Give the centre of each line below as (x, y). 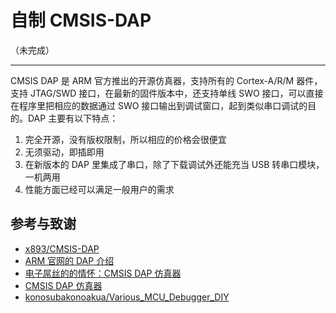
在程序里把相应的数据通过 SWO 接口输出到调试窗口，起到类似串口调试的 (159, 105)
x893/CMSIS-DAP (62, 248)
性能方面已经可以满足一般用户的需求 (99, 189)
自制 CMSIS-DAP (81, 20)
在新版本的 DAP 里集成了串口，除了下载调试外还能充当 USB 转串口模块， (174, 164)
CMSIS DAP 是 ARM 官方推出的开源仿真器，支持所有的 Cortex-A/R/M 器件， (166, 80)
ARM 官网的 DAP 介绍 (69, 260)
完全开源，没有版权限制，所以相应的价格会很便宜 (125, 139)
